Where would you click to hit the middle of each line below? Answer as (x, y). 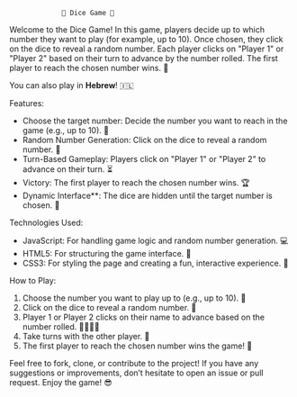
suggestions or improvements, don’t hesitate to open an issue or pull (136, 373)
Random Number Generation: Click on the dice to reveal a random (144, 140)
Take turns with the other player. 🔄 (86, 336)
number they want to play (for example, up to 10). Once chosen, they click (146, 39)
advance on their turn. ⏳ (67, 169)
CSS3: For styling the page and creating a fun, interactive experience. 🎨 (155, 263)
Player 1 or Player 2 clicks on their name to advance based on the (144, 317)
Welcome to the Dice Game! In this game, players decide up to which (137, 30)
